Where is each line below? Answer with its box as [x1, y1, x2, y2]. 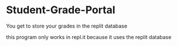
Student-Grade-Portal [6, 3, 115, 17]
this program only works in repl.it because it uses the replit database [6, 33, 172, 40]
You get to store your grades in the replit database [6, 22, 128, 29]
